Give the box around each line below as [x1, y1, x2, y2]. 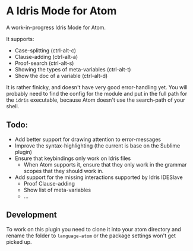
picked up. [6, 238, 32, 245]
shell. [6, 102, 20, 109]
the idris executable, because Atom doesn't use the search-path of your [6, 96, 185, 103]
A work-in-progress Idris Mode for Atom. [6, 24, 106, 31]
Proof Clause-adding [23, 180, 75, 187]
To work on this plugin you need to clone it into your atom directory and [6, 225, 181, 233]
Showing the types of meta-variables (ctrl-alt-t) [14, 65, 131, 73]
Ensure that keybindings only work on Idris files [14, 155, 131, 162]
